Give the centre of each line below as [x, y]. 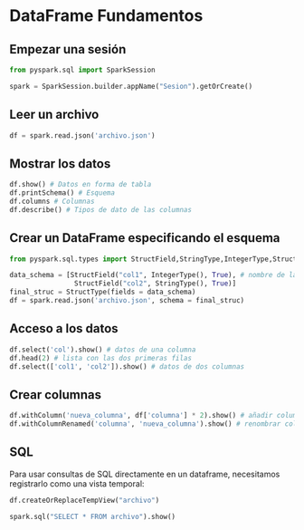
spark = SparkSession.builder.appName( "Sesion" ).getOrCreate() [131, 86]
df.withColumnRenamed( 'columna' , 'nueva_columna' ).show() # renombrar [145, 424]
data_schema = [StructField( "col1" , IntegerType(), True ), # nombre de [147, 275]
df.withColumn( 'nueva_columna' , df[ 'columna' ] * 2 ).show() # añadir [141, 416]
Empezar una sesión [68, 49]
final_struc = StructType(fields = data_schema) [103, 292]
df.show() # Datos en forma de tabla [81, 185]
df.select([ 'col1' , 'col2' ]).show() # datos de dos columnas [127, 366]
